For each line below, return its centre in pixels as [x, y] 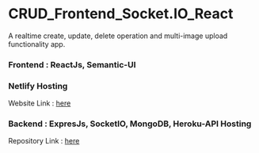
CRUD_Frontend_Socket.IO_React [121, 14]
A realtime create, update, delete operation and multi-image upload [118, 36]
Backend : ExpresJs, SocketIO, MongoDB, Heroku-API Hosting [130, 124]
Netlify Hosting [38, 86]
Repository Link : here [44, 141]
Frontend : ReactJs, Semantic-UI [72, 64]
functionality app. [37, 44]
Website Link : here [40, 103]
